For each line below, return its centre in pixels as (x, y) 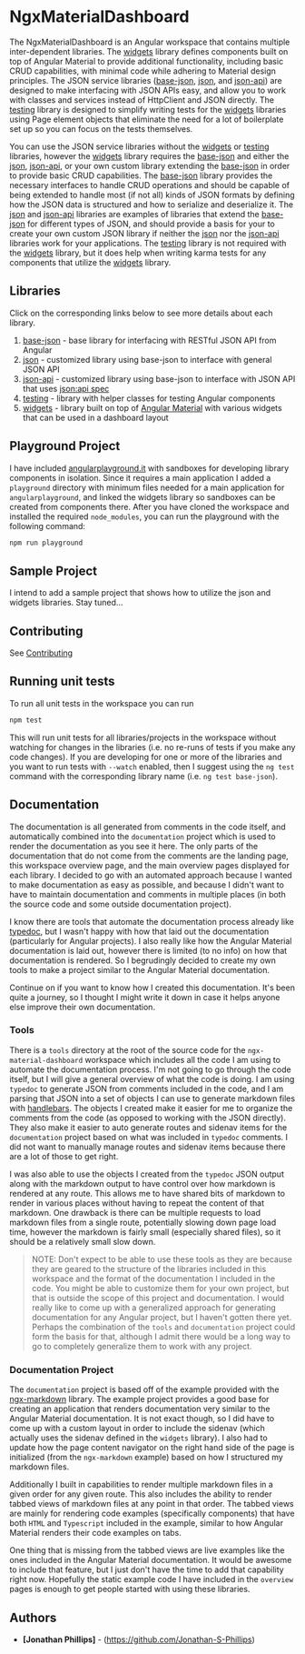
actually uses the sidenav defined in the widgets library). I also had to (138, 1438)
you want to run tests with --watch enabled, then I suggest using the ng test (152, 767)
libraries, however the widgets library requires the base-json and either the (149, 155)
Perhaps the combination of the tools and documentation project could (163, 1327)
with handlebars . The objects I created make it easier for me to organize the (151, 1108)
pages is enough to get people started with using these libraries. (130, 1589)
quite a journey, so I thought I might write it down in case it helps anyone (145, 997)
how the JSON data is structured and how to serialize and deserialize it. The (151, 204)
